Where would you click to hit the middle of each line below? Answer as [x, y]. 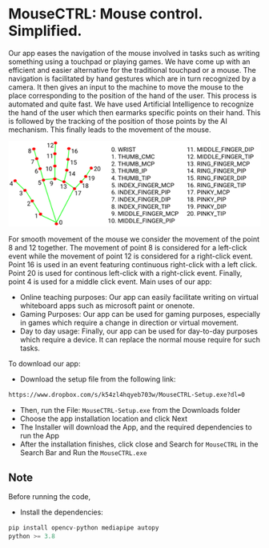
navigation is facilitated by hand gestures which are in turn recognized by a [132, 78]
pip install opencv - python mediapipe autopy [84, 528]
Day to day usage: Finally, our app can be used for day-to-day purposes [139, 331]
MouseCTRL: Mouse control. [105, 14]
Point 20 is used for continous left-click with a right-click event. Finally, [125, 273]
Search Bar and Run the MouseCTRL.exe [83, 452]
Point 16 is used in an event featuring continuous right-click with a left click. [133, 264]
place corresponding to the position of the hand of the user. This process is [133, 95]
